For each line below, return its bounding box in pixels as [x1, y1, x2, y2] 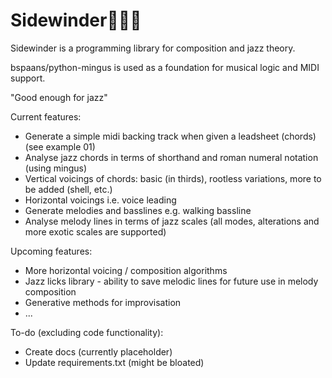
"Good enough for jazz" [10, 91, 108, 103]
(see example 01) [24, 140, 96, 153]
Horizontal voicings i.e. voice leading [24, 194, 177, 206]
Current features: [10, 110, 82, 123]
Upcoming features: [10, 245, 93, 257]
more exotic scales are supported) [24, 225, 167, 238]
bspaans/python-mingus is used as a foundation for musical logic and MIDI [10, 61, 320, 73]
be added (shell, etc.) [24, 183, 113, 195]
